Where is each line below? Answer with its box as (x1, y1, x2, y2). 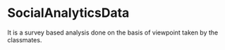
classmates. (7, 35, 42, 44)
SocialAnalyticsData (7, 5, 130, 21)
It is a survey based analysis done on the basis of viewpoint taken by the (7, 28, 219, 37)
